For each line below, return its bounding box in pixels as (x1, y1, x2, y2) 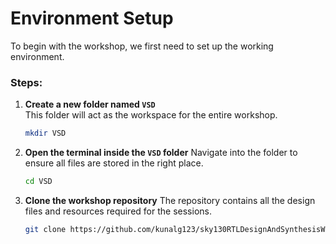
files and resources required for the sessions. (24, 205, 212, 217)
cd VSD (24, 177, 53, 187)
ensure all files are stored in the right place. (24, 157, 204, 169)
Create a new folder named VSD (24, 98, 156, 111)
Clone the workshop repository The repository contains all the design (24, 194, 316, 206)
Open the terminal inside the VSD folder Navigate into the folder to (24, 147, 298, 159)
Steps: (10, 75, 43, 89)
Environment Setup (10, 7, 174, 30)
